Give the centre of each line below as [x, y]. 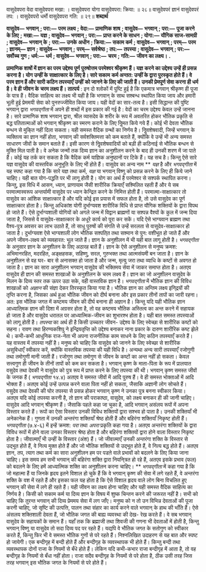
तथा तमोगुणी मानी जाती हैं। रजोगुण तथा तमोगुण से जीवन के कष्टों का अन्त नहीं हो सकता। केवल [98, 357]
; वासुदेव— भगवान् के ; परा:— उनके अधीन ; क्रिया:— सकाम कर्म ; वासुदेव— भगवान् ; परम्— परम [101, 42]
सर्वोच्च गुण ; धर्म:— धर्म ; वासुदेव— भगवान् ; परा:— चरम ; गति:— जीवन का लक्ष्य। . [89, 56]
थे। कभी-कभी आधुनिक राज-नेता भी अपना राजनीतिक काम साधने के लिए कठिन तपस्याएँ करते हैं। [100, 336]
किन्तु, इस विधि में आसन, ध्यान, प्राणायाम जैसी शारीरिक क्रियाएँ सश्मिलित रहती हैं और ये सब [93, 185]
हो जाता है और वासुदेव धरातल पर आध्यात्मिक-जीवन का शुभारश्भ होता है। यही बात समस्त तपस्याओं [100, 315]
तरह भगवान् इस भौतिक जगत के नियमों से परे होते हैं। [57, 563]
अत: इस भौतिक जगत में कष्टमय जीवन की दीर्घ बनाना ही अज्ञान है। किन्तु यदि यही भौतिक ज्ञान [96, 302]
